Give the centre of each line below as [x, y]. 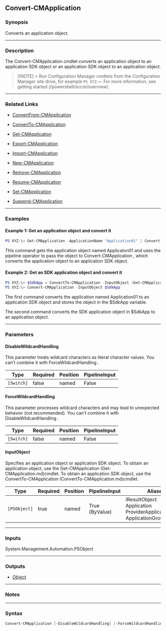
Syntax [14, 613]
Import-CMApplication [35, 154]
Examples [17, 219]
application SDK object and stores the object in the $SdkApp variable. [76, 302]
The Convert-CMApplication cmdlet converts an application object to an [78, 61]
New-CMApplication [33, 163]
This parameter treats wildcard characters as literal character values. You [80, 357]
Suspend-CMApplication [37, 201]
